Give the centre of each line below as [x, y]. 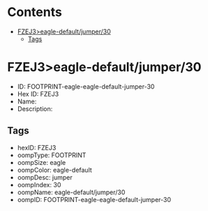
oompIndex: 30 [39, 184]
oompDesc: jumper [45, 177]
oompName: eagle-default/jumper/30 [71, 192]
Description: [35, 108]
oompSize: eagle [42, 162]
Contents [35, 12]
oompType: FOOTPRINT [52, 155]
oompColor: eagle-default [54, 170]
